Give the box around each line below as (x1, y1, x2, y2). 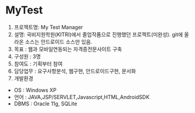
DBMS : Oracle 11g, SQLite (13, 100, 77, 107)
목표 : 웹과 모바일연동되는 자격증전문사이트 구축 (13, 45, 122, 53)
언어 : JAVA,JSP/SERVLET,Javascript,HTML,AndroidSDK (13, 93, 150, 100)
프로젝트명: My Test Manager (13, 23, 83, 30)
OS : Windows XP (13, 86, 57, 94)
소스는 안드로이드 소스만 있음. (25, 38, 93, 45)
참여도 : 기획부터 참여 (13, 60, 63, 67)
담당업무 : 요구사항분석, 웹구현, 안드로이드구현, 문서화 (13, 67, 136, 74)
